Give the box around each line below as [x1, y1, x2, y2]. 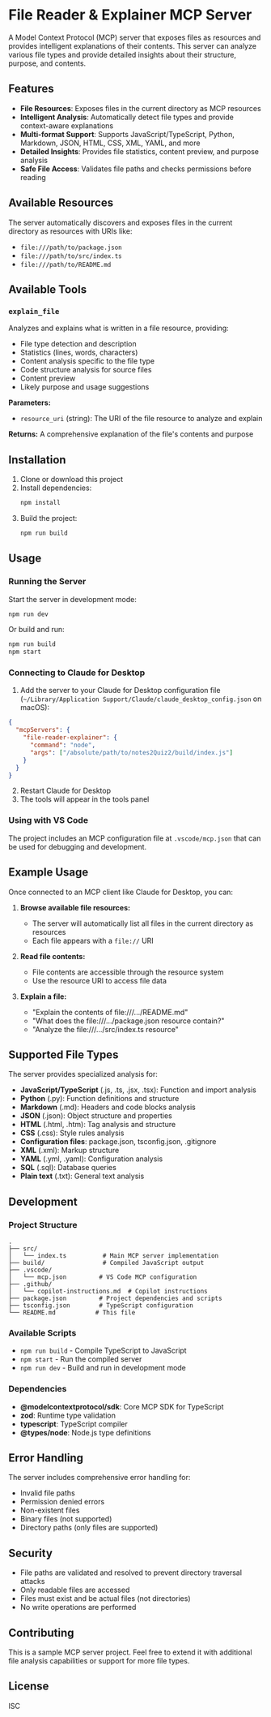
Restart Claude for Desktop [19, 785, 112, 796]
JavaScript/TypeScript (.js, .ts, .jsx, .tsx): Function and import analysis [19, 1085, 256, 1095]
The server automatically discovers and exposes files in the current [8, 217, 233, 227]
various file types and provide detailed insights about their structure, [8, 49, 237, 59]
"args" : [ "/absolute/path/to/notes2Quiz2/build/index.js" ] [29, 748, 233, 756]
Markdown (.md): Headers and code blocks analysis [19, 1102, 196, 1112]
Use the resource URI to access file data [32, 975, 167, 985]
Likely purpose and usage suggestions [19, 382, 150, 392]
